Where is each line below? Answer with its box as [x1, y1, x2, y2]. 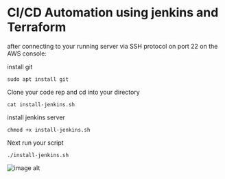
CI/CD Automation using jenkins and [7, 5, 219, 21]
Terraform [7, 19, 67, 35]
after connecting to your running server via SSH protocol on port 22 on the [7, 42, 218, 50]
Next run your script [7, 139, 64, 147]
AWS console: [7, 49, 47, 58]
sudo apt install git [7, 75, 69, 83]
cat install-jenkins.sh [7, 101, 75, 108]
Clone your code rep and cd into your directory [7, 88, 141, 96]
